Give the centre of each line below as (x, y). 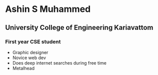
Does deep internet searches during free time (59, 63)
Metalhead (23, 68)
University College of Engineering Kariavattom (79, 28)
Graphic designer (30, 52)
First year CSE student (33, 42)
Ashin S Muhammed (48, 9)
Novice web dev (29, 58)
